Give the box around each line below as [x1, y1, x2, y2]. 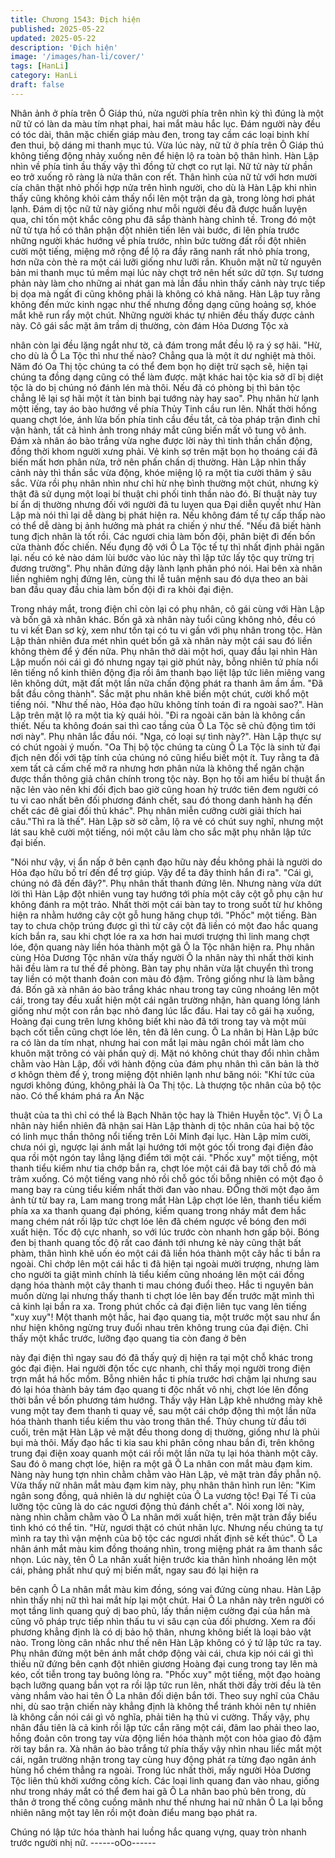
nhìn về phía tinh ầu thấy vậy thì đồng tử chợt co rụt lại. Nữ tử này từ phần [10, 160, 313, 172]
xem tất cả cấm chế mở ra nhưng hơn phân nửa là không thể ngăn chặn [10, 762, 305, 774]
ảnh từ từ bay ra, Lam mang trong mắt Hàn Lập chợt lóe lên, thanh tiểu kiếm [10, 1194, 322, 1206]
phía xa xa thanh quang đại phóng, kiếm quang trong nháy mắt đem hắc [10, 1204, 307, 1216]
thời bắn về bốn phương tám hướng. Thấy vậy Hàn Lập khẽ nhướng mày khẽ [10, 1394, 323, 1406]
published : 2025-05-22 [10, 24, 105, 34]
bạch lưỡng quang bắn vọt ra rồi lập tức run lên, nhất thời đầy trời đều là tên [10, 1679, 322, 1691]
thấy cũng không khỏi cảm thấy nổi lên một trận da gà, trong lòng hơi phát [10, 192, 316, 204]
